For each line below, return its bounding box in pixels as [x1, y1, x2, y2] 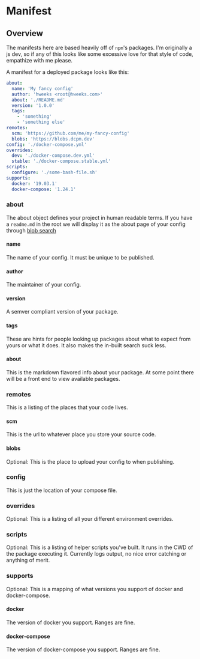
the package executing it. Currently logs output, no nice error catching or [6, 550, 187, 557]
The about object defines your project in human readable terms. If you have [6, 214, 193, 221]
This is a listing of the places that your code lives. [6, 404, 129, 411]
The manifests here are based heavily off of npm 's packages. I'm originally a [6, 44, 193, 51]
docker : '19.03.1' [11, 180, 58, 187]
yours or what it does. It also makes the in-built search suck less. [6, 341, 166, 349]
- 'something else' [17, 119, 66, 126]
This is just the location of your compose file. [6, 487, 117, 494]
